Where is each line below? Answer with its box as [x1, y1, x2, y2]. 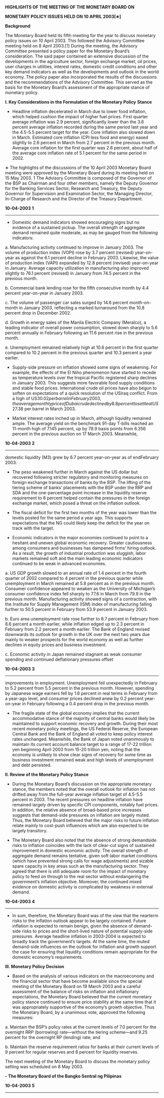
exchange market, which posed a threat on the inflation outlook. [12, 500, 141, 506]
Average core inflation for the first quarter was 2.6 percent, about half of [12, 145, 158, 150]
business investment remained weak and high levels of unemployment [12, 757, 154, 762]
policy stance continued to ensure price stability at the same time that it [12, 999, 156, 1005]
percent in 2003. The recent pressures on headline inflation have [12, 797, 143, 802]
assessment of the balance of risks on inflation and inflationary [12, 989, 139, 994]
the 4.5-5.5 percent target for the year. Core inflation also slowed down [12, 129, 155, 135]
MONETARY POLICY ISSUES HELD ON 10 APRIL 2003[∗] [5, 14, 121, 19]
